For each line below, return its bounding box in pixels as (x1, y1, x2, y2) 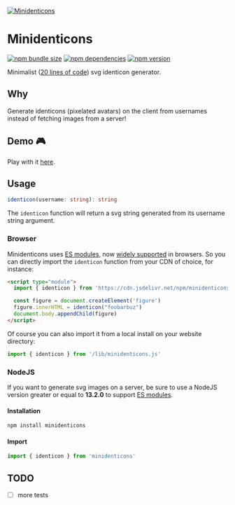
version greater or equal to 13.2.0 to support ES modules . (7, 390, 173, 399)
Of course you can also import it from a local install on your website (7, 329, 202, 338)
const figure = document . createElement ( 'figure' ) (13, 298, 161, 305)
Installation (7, 406, 41, 415)
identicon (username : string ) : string (7, 196, 117, 203)
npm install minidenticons (7, 422, 86, 429)
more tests (17, 490, 49, 499)
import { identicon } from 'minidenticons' (7, 452, 136, 460)
